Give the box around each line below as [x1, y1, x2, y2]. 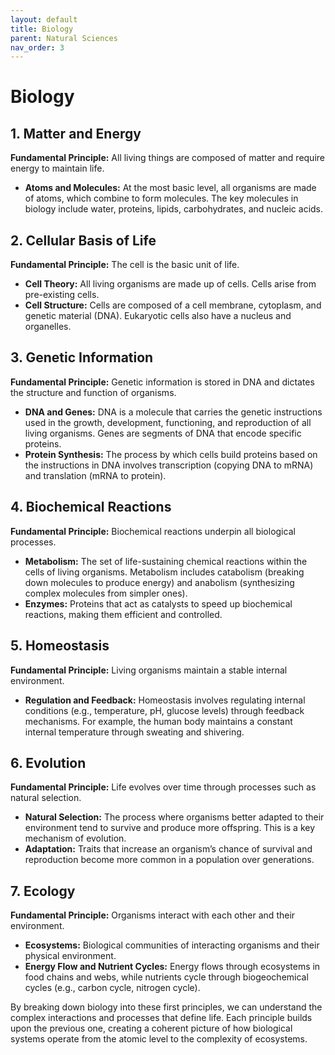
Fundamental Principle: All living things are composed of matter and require [10, 152, 325, 164]
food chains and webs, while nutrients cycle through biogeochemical [24, 971, 309, 983]
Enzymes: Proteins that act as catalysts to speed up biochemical [24, 597, 293, 610]
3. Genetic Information [10, 349, 154, 366]
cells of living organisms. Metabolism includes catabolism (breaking [24, 566, 305, 578]
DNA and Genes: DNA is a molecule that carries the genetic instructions [24, 406, 323, 418]
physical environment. [24, 950, 117, 962]
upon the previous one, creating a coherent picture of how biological [10, 1022, 293, 1035]
